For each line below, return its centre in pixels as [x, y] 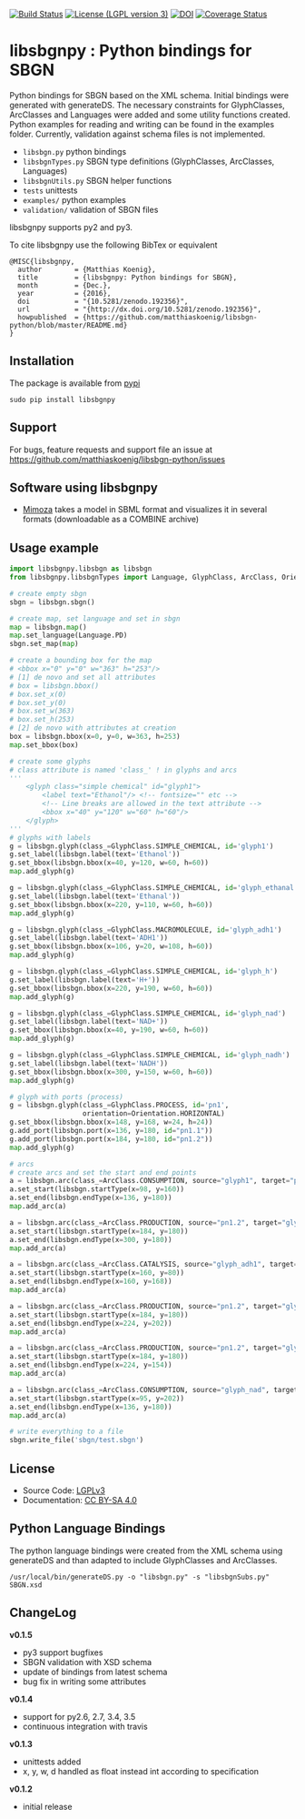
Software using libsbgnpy [84, 487]
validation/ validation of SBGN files [90, 209]
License [32, 1468]
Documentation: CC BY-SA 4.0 [80, 1500]
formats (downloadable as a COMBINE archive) [111, 520]
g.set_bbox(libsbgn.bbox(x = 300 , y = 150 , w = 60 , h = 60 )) [111, 1072]
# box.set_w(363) [42, 711]
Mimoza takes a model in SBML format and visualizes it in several [145, 510]
